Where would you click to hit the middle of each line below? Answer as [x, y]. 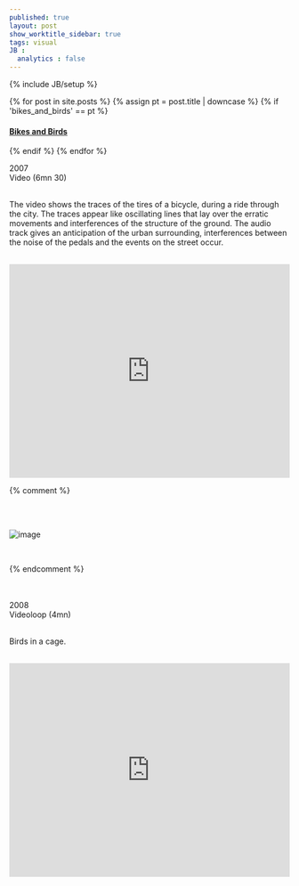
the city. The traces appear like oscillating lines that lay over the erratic [139, 214]
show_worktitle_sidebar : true [65, 34]
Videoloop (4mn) [40, 614]
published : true [39, 17]
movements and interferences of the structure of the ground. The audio [140, 224]
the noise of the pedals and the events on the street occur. [117, 242]
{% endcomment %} [47, 569]
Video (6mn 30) [38, 178]
